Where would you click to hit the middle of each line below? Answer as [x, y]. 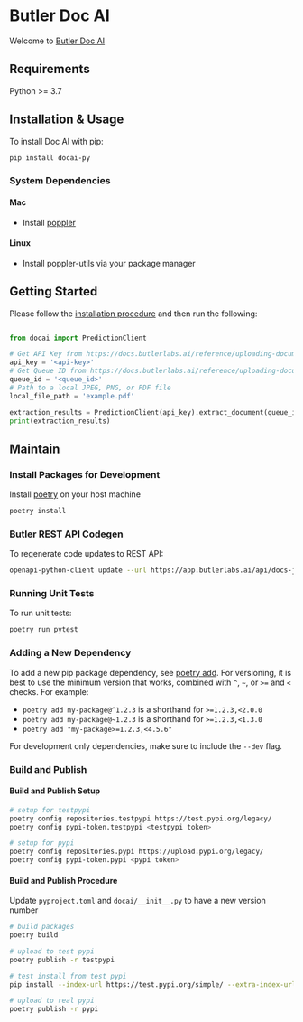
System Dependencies [60, 181]
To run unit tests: [41, 613]
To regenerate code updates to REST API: [87, 554]
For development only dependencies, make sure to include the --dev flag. [146, 745]
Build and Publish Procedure [64, 880]
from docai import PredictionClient [78, 338]
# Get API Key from [46, 354]
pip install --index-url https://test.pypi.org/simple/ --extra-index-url [153, 984]
